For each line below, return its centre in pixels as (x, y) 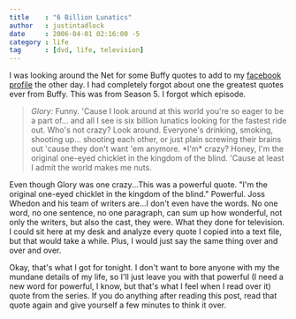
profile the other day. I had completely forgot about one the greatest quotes (147, 85)
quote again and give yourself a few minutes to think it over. (118, 305)
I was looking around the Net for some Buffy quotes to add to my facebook (145, 75)
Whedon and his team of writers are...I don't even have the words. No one (144, 203)
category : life (39, 42)
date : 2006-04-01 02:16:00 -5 (75, 34)
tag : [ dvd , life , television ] (76, 50)
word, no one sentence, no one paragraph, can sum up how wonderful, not (146, 213)
